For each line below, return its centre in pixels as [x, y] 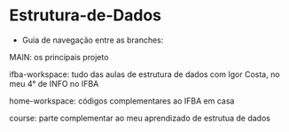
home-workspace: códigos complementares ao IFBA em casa [122, 101]
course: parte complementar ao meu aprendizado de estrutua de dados [140, 118]
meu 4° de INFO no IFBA [54, 83]
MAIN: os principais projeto [59, 57]
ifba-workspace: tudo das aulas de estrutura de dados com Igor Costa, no [145, 74]
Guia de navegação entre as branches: [93, 40]
